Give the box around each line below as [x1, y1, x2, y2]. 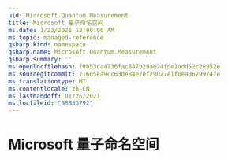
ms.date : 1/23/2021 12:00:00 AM [8, 26, 114, 34]
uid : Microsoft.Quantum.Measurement [8, 11, 129, 20]
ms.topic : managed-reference [8, 33, 104, 42]
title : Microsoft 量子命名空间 [8, 19, 104, 27]
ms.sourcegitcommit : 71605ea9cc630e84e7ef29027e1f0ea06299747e [8, 70, 221, 78]
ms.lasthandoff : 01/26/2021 [8, 92, 101, 100]
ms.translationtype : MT [8, 77, 87, 85]
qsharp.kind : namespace [8, 41, 87, 49]
